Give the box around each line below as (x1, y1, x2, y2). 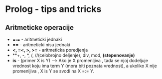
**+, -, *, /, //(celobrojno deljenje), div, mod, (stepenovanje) (12, 52, 135, 58)
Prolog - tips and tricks (5, 3, 102, 15)
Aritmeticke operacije (5, 23, 74, 32)
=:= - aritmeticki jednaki (12, 36, 62, 42)
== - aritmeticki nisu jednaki (12, 42, 71, 48)
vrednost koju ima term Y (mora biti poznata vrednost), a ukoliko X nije (12, 63, 157, 69)
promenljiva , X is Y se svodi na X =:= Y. (12, 68, 95, 74)
